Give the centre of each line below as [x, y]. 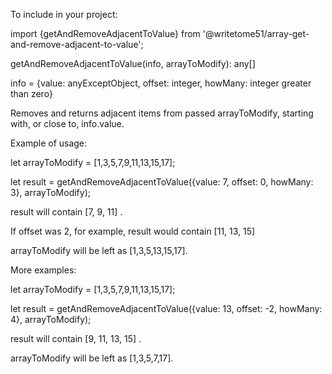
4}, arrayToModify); [51, 319]
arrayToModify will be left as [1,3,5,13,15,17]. [99, 250]
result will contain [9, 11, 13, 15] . [76, 338]
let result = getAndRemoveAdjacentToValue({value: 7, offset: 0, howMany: [162, 182]
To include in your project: [64, 14]
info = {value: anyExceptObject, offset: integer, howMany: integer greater [161, 83]
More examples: [43, 270]
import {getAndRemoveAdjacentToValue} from [105, 33]
